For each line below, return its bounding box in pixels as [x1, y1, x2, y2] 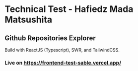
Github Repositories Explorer [4, 34, 96, 42]
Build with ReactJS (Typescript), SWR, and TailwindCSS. [4, 47, 120, 53]
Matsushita [4, 14, 53, 25]
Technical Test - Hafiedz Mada [4, 3, 134, 15]
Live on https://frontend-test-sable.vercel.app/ [4, 59, 122, 66]
